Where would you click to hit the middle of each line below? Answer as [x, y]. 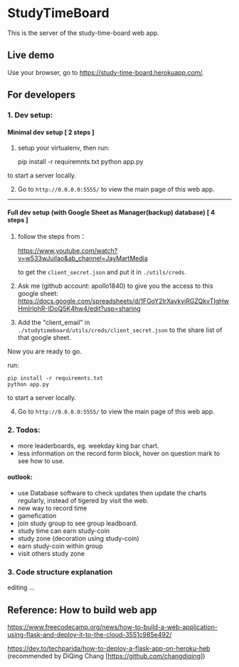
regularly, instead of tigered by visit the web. [83, 500]
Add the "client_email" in [54, 323]
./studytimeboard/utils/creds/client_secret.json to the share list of [120, 330]
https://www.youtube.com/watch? [68, 251]
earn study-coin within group [60, 546]
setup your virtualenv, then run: [64, 148]
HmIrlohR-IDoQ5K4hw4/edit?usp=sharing [79, 309]
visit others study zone [51, 553]
